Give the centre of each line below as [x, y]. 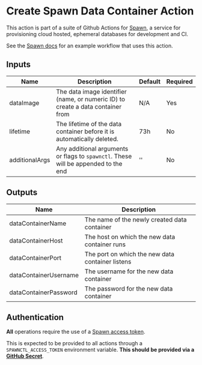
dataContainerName [38, 223]
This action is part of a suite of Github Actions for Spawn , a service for [93, 28]
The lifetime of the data [89, 124]
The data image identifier [92, 91]
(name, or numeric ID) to [90, 99]
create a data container [89, 106]
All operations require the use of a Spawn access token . [76, 332]
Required [179, 81]
